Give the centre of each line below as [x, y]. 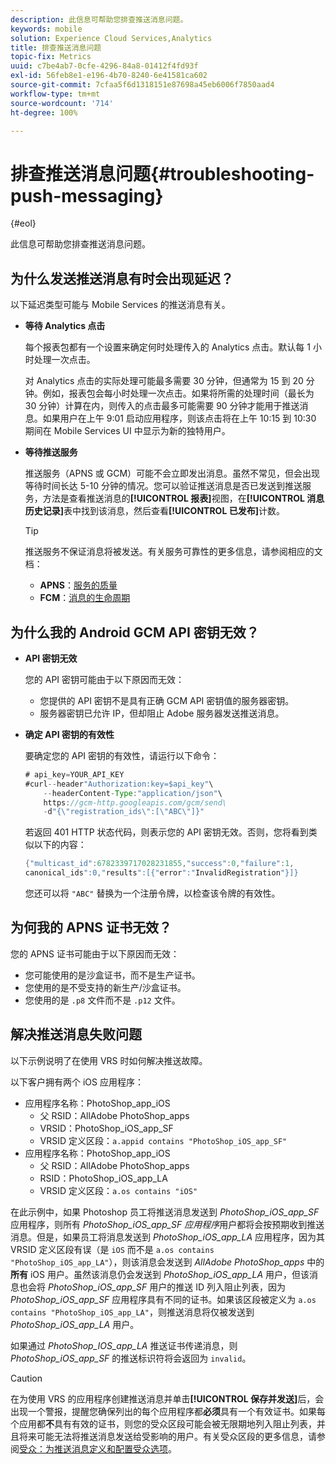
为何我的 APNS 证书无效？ [91, 927]
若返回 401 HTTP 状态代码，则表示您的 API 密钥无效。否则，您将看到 [166, 832]
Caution [26, 1378]
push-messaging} [87, 195]
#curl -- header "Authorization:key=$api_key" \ [119, 784]
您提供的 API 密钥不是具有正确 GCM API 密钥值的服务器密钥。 [167, 700]
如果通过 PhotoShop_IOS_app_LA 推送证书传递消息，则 [124, 1345]
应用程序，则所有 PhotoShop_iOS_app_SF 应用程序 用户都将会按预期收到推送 [167, 1224]
